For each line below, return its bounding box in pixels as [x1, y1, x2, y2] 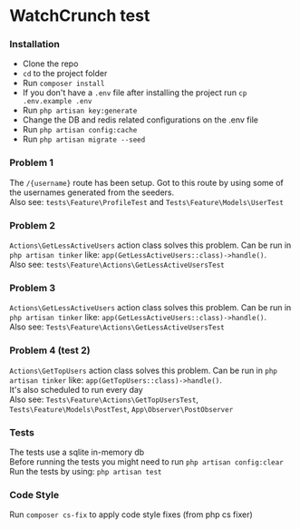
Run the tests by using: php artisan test [9, 465, 162, 476]
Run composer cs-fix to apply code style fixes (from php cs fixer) [9, 509, 254, 520]
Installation [9, 38, 61, 51]
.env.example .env [22, 97, 92, 106]
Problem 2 [9, 219, 56, 231]
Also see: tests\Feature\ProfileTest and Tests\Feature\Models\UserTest [9, 196, 284, 207]
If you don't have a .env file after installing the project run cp [22, 87, 247, 98]
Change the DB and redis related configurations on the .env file [22, 114, 258, 125]
